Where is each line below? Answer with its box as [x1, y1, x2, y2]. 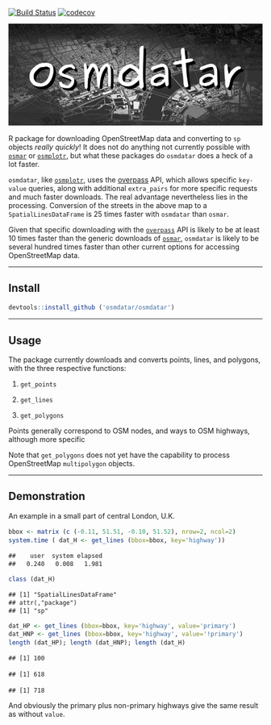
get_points [19, 381, 57, 389]
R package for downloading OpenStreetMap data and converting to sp [8, 133, 241, 143]
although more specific [8, 435, 85, 444]
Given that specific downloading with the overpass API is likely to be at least [8, 224, 260, 234]
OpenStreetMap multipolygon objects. [8, 459, 135, 469]
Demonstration [8, 490, 86, 503]
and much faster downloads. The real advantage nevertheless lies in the [8, 192, 248, 202]
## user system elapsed [8, 552, 103, 560]
